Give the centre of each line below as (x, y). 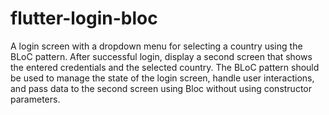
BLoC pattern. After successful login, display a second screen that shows (161, 56)
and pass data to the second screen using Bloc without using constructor (161, 88)
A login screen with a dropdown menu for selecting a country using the (156, 46)
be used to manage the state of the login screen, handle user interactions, (162, 78)
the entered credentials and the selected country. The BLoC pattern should (165, 67)
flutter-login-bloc (84, 18)
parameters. (35, 99)
